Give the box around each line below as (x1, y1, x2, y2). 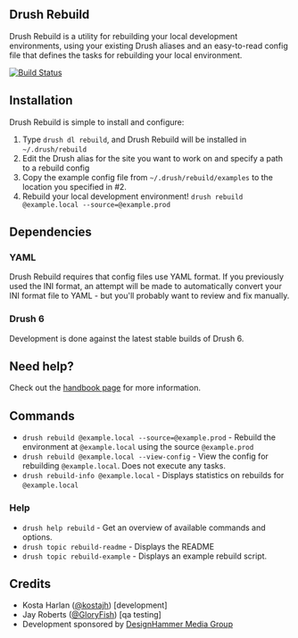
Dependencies (9, 225, 92, 240)
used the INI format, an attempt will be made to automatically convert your (9, 281, 283, 292)
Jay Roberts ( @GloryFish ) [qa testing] (21, 609, 162, 620)
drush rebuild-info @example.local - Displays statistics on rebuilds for (21, 470, 285, 481)
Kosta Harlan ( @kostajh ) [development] (21, 600, 168, 610)
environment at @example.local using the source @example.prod (21, 442, 254, 452)
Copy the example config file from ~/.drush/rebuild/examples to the (21, 171, 274, 182)
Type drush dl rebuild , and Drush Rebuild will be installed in (21, 134, 247, 145)
